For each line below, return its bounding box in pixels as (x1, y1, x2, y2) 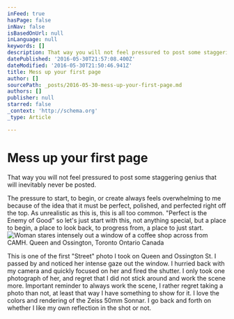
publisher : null (7, 95, 54, 102)
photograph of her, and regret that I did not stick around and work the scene (7, 274, 226, 282)
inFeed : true (7, 10, 45, 17)
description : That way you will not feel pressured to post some (7, 49, 201, 56)
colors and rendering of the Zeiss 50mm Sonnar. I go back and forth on (7, 296, 212, 304)
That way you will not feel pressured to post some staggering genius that (7, 173, 217, 181)
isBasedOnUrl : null (7, 29, 64, 37)
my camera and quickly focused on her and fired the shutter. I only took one (7, 266, 225, 275)
